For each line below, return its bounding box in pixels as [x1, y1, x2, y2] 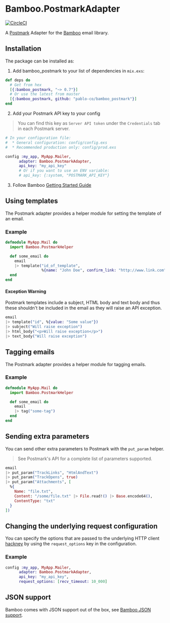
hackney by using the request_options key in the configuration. [5, 541, 137, 547]
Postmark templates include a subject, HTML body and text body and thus [5, 300, 160, 306]
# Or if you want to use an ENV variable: [18, 168, 110, 173]
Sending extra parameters [5, 432, 90, 441]
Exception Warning [5, 288, 47, 294]
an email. [5, 215, 24, 221]
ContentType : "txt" [14, 498, 56, 503]
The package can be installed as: [5, 58, 74, 64]
